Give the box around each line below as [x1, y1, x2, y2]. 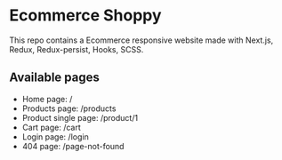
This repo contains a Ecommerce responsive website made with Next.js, [9, 35, 274, 45]
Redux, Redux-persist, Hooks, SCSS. [9, 44, 144, 54]
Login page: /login [21, 131, 89, 142]
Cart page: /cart [21, 122, 82, 132]
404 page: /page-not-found [21, 140, 125, 151]
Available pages [9, 70, 100, 85]
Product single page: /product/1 [21, 112, 139, 123]
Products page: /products [21, 103, 117, 114]
